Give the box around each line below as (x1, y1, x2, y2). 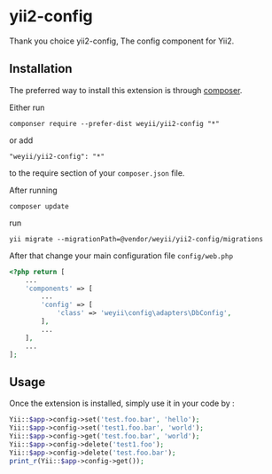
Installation (9, 61, 73, 76)
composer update (9, 201, 69, 210)
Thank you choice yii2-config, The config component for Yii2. (9, 36, 235, 46)
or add (9, 135, 34, 146)
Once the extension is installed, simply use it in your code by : (9, 398, 235, 409)
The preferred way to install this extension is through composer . (9, 84, 243, 95)
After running (9, 185, 58, 195)
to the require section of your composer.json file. (9, 167, 185, 178)
